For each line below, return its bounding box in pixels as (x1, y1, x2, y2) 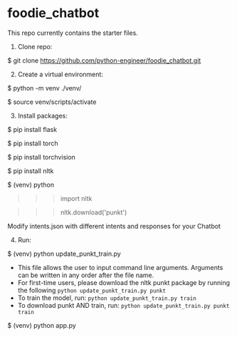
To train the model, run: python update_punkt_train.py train (17, 294, 197, 302)
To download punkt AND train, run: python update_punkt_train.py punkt (17, 301, 230, 309)
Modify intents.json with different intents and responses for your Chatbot (7, 222, 221, 230)
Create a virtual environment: (17, 70, 103, 78)
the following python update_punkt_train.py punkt (17, 286, 166, 294)
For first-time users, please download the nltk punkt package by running (17, 278, 230, 286)
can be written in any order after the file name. (17, 271, 154, 279)
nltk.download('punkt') (60, 208, 127, 217)
